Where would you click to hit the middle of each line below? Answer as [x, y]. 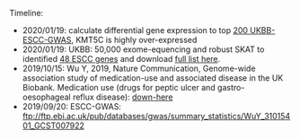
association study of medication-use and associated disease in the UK [153, 78]
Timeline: [26, 13]
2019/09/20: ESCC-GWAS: [71, 106]
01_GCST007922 [53, 126]
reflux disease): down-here [123, 97]
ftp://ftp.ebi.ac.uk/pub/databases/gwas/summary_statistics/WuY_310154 [156, 116]
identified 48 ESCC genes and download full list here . [121, 59]
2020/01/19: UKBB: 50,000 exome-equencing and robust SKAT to [143, 49]
